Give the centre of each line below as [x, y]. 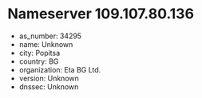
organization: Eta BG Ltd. [60, 69]
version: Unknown [49, 78]
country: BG [39, 61]
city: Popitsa [40, 53]
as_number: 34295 [50, 36]
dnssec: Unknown [49, 86]
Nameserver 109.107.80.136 [101, 14]
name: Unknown [46, 44]
